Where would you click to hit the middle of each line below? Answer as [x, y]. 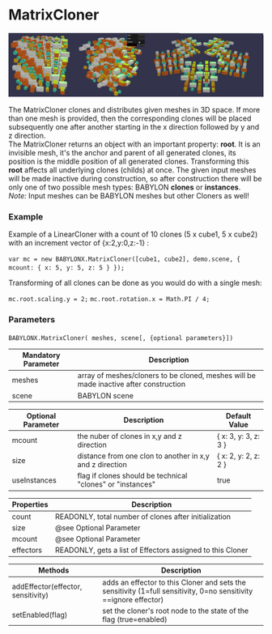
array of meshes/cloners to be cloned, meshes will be [167, 376]
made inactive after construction [132, 384]
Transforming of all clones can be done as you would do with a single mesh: [135, 283]
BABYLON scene [105, 395]
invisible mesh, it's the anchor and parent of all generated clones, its [122, 152]
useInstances [34, 480]
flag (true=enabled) [135, 619]
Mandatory [41, 355]
